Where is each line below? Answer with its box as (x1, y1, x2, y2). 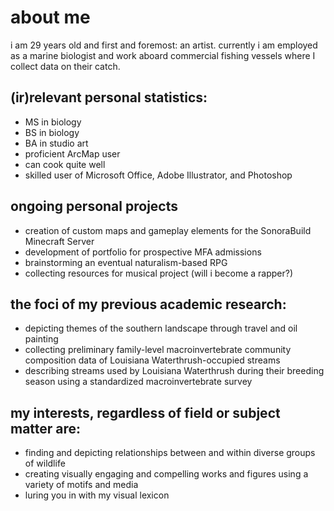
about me (10, 6, 91, 29)
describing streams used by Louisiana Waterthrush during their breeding (24, 365, 325, 377)
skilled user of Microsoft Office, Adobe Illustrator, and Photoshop (24, 169, 293, 181)
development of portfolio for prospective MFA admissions (24, 246, 262, 258)
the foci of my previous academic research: (10, 296, 287, 313)
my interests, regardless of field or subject (10, 404, 281, 421)
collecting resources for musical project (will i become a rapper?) (24, 267, 294, 279)
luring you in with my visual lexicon (24, 489, 170, 501)
